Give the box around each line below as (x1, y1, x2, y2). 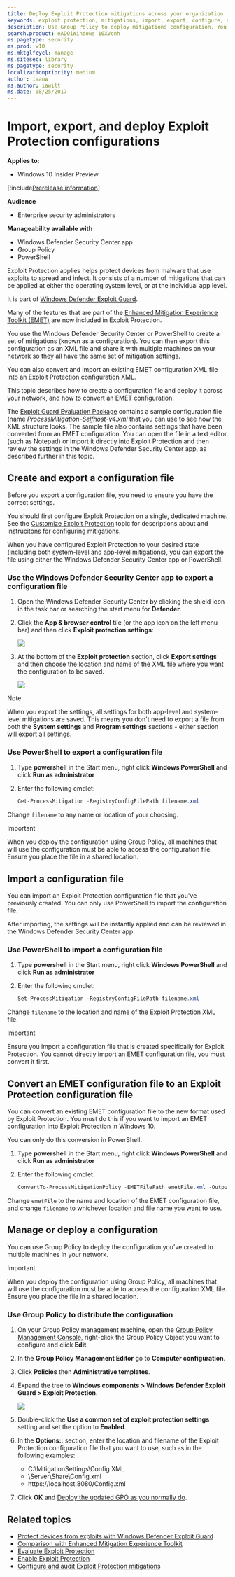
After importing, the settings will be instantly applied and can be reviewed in (7, 920, 226, 929)
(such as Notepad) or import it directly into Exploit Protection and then (7, 437, 210, 445)
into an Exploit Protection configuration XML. (7, 373, 136, 382)
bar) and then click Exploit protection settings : (17, 626, 154, 634)
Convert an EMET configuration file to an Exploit (7, 1078, 222, 1090)
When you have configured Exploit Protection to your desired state (7, 540, 199, 548)
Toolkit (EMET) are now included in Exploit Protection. (7, 316, 162, 324)
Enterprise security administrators (17, 211, 116, 219)
